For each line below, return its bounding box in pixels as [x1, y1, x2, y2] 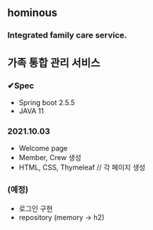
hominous [7, 6, 58, 20]
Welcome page [18, 144, 68, 153]
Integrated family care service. [7, 30, 127, 41]
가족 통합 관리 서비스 [7, 56, 100, 69]
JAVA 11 [18, 106, 44, 115]
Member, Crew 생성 [18, 153, 82, 162]
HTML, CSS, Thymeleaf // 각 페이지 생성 [18, 162, 146, 172]
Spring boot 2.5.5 [18, 98, 75, 107]
